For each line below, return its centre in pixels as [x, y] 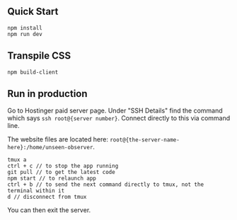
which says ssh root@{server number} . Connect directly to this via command [119, 118]
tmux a [17, 160]
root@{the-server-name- [145, 140]
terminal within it [36, 191]
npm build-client [33, 72]
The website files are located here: [58, 139]
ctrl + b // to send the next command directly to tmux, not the [105, 185]
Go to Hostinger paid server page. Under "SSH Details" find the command [115, 111]
